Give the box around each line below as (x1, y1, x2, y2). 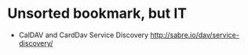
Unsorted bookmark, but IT (7, 5, 188, 22)
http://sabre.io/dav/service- (150, 30, 240, 40)
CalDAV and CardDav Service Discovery (18, 30, 149, 40)
